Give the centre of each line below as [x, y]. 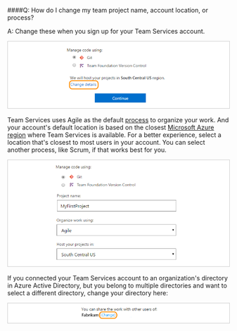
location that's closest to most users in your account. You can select [106, 142]
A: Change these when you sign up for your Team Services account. [106, 31]
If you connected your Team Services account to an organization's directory [118, 278]
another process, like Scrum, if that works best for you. [87, 150]
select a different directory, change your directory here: [88, 293]
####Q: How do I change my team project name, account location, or [108, 10]
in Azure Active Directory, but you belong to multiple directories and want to [117, 286]
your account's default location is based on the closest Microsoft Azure [111, 127]
